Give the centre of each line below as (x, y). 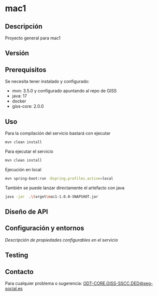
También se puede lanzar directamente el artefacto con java (65, 188)
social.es (14, 288)
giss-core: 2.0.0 (28, 106)
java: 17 (20, 96)
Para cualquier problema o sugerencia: (43, 283)
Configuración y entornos (45, 228)
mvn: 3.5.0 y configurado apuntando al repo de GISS (64, 91)
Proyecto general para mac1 (33, 38)
